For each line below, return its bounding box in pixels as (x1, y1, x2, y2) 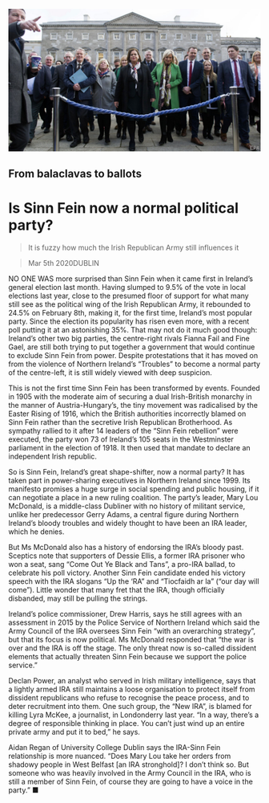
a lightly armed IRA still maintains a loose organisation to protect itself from (8, 684, 255, 694)
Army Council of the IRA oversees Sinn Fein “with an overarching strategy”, (8, 626, 256, 635)
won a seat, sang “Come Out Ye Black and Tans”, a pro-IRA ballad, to (8, 559, 236, 569)
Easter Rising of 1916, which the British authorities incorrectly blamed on (8, 409, 247, 418)
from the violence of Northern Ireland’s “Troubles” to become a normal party (8, 359, 261, 369)
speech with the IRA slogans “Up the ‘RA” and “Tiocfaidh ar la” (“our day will (8, 576, 259, 586)
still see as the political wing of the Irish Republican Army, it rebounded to (8, 299, 251, 309)
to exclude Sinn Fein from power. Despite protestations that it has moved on (8, 350, 259, 360)
